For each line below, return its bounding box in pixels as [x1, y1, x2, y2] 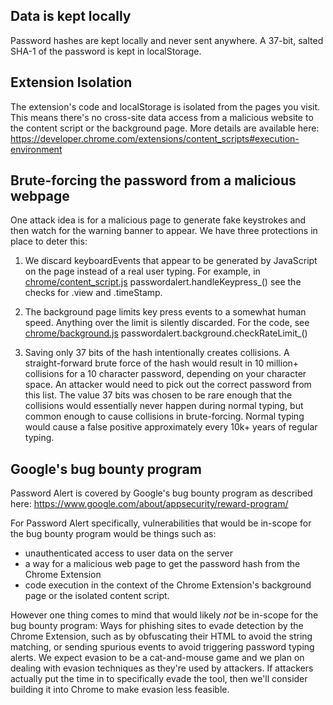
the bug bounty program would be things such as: [10, 528, 217, 540]
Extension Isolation [10, 74, 133, 91]
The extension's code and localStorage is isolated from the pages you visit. [10, 100, 321, 113]
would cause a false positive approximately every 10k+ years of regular [24, 421, 318, 433]
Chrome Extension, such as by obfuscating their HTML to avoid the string [10, 630, 313, 643]
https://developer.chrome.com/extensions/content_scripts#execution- [10, 132, 300, 144]
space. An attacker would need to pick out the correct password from [24, 379, 312, 391]
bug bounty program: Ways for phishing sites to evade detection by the [10, 620, 304, 632]
